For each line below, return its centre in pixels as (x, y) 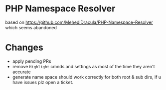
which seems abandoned (31, 27)
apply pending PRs (32, 61)
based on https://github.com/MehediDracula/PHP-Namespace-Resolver (79, 22)
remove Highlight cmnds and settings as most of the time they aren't (84, 66)
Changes (24, 48)
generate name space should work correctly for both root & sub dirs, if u (87, 77)
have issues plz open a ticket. (43, 82)
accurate (21, 72)
